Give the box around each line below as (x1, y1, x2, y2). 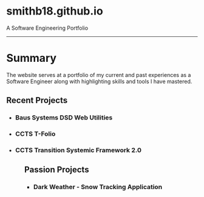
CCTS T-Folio (15, 130, 56, 138)
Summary (6, 52, 56, 65)
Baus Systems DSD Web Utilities (15, 113, 113, 122)
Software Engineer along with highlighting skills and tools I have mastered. (6, 78, 192, 85)
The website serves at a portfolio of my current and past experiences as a (6, 71, 191, 78)
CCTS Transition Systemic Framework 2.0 (15, 146, 141, 155)
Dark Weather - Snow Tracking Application (33, 183, 163, 192)
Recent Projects (6, 95, 68, 105)
